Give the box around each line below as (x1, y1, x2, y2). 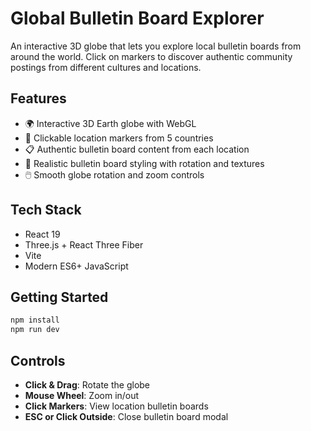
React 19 (24, 228, 61, 240)
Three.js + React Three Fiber (24, 238, 144, 251)
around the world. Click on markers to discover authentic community (10, 50, 293, 62)
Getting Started (10, 288, 109, 306)
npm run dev (10, 325, 60, 335)
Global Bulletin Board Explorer (10, 7, 265, 30)
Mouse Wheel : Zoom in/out (24, 389, 140, 401)
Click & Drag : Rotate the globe (24, 378, 151, 391)
